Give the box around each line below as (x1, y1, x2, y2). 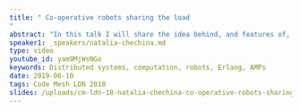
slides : (9, 88, 39, 97)
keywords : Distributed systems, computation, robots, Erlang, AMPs (9, 64, 267, 73)
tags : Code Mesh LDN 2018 (9, 80, 106, 89)
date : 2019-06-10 (9, 72, 74, 81)
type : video (9, 47, 54, 55)
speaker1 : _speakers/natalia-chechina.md (9, 38, 167, 47)
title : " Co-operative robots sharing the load (9, 13, 191, 22)
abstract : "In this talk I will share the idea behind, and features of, (9, 30, 291, 38)
